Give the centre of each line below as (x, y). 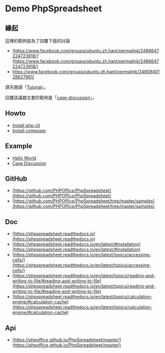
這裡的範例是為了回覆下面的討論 (37, 41)
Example (19, 146)
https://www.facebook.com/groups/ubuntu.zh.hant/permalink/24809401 (86, 72)
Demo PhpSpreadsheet (53, 9)
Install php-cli (26, 125)
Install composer (29, 130)
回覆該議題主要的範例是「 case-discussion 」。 (51, 98)
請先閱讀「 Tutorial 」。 (27, 87)
